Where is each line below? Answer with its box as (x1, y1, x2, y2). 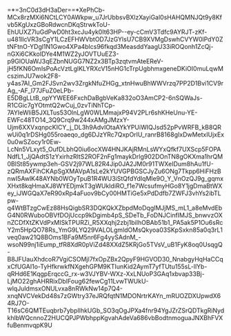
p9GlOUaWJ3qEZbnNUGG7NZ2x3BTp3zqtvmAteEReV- (7, 57, 164, 65)
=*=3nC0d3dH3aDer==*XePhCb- (7, 6, 106, 14)
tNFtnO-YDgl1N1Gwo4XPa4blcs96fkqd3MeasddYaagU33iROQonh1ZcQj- (7, 43, 214, 50)
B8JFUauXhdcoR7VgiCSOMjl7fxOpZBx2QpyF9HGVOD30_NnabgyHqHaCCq (7, 255, 223, 263)
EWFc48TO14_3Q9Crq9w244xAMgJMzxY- (7, 116, 130, 123)
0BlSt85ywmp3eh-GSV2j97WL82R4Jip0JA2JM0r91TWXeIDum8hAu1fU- (7, 160, 214, 168)
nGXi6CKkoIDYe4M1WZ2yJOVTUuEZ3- (7, 50, 119, 58)
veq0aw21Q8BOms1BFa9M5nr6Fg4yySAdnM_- (7, 233, 141, 241)
